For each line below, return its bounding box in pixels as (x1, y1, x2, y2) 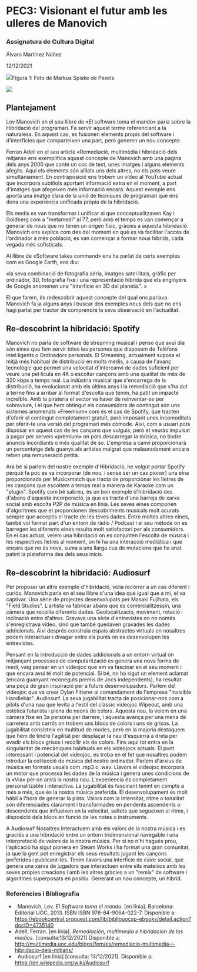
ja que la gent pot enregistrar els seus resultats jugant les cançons (6, 850, 168, 857)
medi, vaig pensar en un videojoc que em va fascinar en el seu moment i (6, 663, 182, 670)
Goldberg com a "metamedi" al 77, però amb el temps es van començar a (6, 216, 183, 223)
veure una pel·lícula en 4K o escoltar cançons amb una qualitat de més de (6, 371, 186, 378)
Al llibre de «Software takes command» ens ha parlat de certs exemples (6, 252, 181, 259)
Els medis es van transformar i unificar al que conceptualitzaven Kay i (6, 210, 175, 217)
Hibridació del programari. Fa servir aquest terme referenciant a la (6, 125, 166, 132)
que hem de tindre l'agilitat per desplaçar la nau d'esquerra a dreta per (6, 732, 178, 739)
